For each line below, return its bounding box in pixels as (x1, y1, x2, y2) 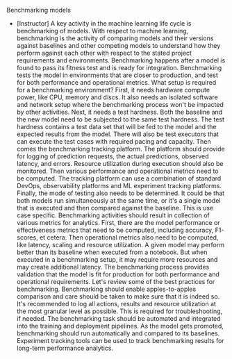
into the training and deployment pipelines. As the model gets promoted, (16, 322, 224, 330)
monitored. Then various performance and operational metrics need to (16, 167, 219, 175)
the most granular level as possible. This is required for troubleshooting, (16, 307, 223, 315)
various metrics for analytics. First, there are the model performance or (16, 219, 220, 226)
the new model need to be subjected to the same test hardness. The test (16, 115, 225, 124)
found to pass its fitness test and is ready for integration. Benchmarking (16, 64, 222, 72)
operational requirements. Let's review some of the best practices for (16, 278, 215, 285)
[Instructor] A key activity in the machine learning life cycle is (16, 19, 192, 27)
